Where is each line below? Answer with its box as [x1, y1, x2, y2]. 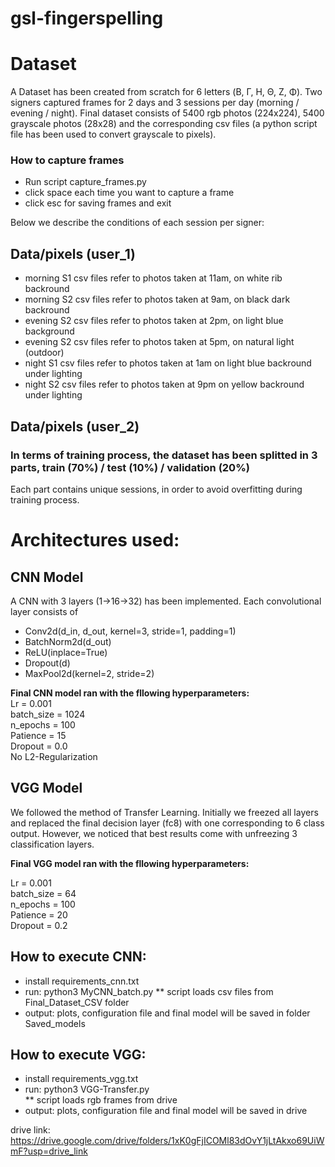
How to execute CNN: [10, 948, 147, 966]
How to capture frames [10, 153, 125, 167]
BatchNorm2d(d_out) [24, 635, 112, 647]
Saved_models [24, 1017, 86, 1029]
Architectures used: [10, 529, 180, 552]
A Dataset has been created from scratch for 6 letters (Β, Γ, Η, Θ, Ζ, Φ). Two [10, 86, 323, 98]
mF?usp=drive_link [10, 1145, 88, 1157]
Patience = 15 [10, 729, 67, 741]
